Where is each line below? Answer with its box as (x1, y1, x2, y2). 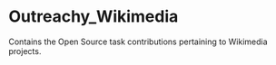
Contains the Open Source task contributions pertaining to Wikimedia (8, 36, 269, 47)
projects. (8, 45, 42, 56)
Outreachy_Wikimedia (8, 6, 179, 27)
